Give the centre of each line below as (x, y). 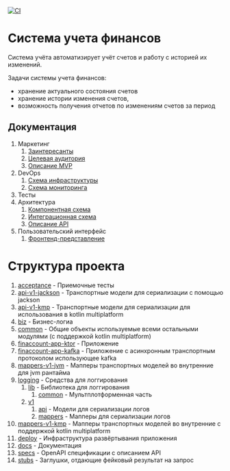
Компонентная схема (59, 209)
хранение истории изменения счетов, (73, 98)
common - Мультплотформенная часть (95, 394)
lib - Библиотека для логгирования (79, 387)
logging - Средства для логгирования (73, 380)
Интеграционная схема (62, 217)
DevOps (29, 173)
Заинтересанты (51, 151)
